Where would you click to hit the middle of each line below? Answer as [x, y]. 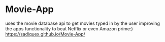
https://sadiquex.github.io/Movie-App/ [45, 34]
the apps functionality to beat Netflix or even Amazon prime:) [69, 28]
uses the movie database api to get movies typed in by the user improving [82, 23]
